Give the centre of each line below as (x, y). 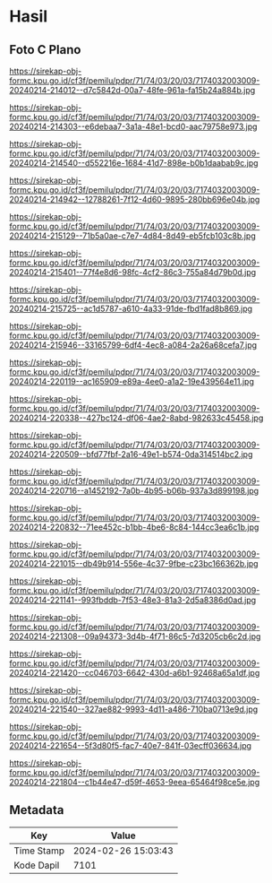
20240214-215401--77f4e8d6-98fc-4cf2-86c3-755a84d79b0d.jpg (133, 272)
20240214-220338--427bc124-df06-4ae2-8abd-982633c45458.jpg (136, 418)
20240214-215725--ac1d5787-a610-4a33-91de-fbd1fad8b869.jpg (131, 308)
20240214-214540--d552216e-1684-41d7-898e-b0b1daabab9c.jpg (134, 163)
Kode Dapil (37, 865)
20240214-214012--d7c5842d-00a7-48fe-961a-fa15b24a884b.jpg (132, 90)
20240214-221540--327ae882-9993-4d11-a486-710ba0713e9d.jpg (134, 709)
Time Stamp (39, 851)
